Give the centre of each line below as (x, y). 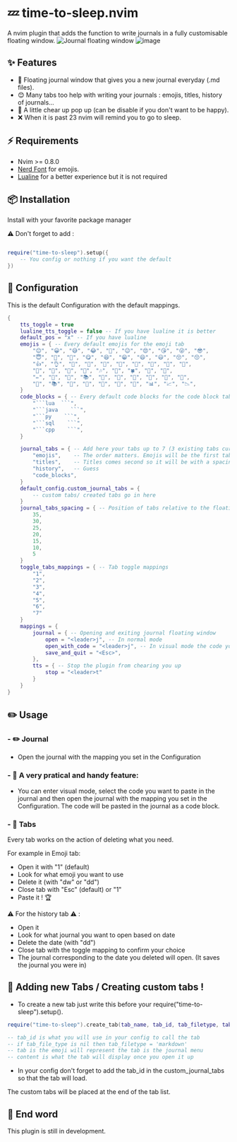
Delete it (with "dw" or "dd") (59, 882)
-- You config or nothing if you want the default (96, 259)
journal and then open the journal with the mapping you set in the (112, 798)
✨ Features (32, 63)
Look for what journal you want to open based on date (96, 935)
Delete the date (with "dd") (56, 942)
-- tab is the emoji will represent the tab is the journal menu (105, 1051)
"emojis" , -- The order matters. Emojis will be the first (126, 456)
